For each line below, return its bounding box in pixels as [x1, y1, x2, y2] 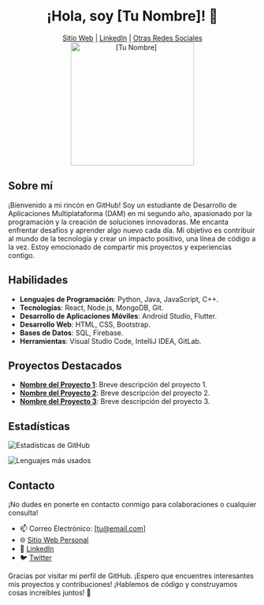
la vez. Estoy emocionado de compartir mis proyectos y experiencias [8, 242, 232, 252]
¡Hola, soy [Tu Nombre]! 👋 [46, 7, 218, 25]
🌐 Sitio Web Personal [19, 536, 89, 544]
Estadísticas [8, 420, 71, 433]
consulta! [8, 508, 39, 517]
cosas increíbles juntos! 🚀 [8, 588, 91, 597]
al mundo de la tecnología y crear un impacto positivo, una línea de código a [8, 233, 256, 243]
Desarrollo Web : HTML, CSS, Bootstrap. [19, 319, 151, 329]
